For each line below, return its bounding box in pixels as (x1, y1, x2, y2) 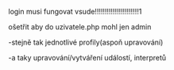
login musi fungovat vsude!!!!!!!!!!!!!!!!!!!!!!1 (8, 7, 142, 16)
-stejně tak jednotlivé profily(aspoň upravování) (8, 37, 164, 47)
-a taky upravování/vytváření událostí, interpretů (8, 53, 167, 62)
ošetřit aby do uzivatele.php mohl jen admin (8, 22, 152, 31)
